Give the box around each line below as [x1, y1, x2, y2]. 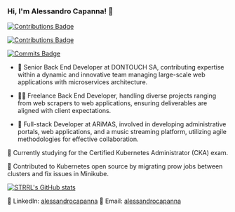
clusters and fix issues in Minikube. [7, 170, 109, 178]
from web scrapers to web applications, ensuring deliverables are [17, 99, 208, 107]
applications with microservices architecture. [17, 78, 148, 86]
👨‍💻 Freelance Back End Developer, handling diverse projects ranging [17, 91, 217, 100]
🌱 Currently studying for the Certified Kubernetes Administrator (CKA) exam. [7, 149, 229, 157]
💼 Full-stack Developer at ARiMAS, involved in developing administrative [17, 120, 227, 128]
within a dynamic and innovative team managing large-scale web [17, 70, 206, 79]
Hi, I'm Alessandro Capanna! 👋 [7, 6, 114, 16]
